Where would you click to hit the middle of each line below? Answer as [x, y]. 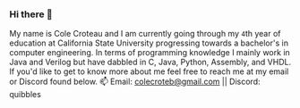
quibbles [26, 95]
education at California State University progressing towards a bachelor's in [149, 43]
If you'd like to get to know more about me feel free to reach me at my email [149, 71]
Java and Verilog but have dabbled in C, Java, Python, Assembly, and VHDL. [150, 62]
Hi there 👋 [31, 14]
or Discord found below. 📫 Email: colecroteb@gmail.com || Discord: [135, 82]
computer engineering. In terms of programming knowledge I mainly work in [150, 53]
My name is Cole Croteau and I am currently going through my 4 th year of [145, 34]
